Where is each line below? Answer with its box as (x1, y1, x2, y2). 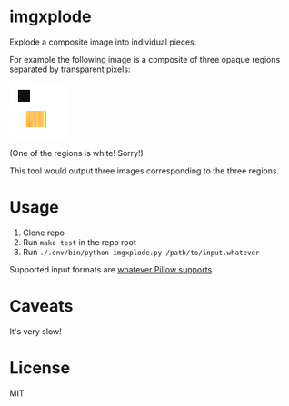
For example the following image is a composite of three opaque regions (9, 54, 281, 64)
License (9, 358, 71, 378)
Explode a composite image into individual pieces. (9, 36, 197, 47)
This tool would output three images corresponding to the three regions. (9, 165, 280, 176)
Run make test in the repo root (22, 236, 136, 247)
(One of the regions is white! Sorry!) (9, 147, 144, 158)
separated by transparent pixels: (9, 64, 131, 74)
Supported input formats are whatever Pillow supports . (9, 263, 215, 274)
